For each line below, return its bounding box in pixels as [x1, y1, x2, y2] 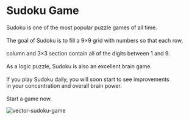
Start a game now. [6, 95, 52, 102]
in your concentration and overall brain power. [6, 82, 122, 89]
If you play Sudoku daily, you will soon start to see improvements [6, 76, 169, 83]
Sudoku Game [6, 4, 79, 18]
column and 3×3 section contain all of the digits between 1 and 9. [6, 49, 171, 57]
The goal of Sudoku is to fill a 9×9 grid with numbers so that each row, [6, 37, 184, 44]
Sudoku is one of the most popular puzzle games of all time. [6, 24, 157, 31]
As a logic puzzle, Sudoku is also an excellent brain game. [6, 62, 152, 70]
